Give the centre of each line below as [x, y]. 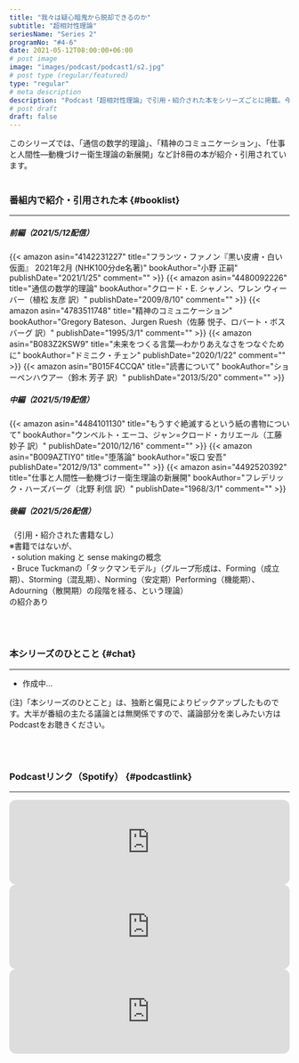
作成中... [37, 683]
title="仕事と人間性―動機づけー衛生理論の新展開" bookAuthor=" [127, 478]
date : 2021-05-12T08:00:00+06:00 [71, 51]
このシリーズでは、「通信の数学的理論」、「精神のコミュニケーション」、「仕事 [148, 143]
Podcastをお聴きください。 [59, 724]
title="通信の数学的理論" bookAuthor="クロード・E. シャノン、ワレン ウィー [148, 288]
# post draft [33, 109]
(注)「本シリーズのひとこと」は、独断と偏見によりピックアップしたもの [140, 702]
